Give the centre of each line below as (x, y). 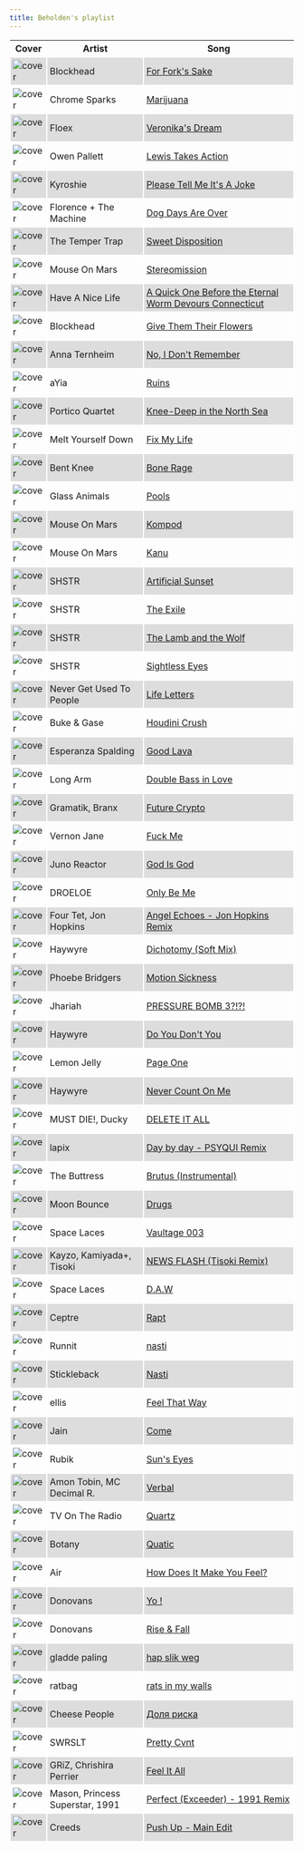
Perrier (64, 1776)
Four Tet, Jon (77, 915)
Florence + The (82, 207)
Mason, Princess (85, 1793)
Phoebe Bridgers (85, 977)
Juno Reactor (78, 864)
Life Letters (170, 694)
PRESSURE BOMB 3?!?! (196, 1005)
